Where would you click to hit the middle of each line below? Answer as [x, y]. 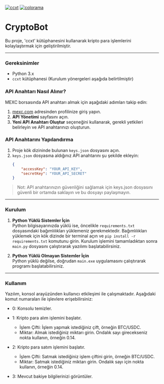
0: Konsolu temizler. [32, 308]
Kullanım [16, 283]
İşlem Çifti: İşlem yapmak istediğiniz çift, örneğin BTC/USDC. [80, 327]
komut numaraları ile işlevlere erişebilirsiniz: [49, 299]
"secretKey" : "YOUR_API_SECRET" [54, 173]
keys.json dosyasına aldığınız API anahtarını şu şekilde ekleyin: [75, 155]
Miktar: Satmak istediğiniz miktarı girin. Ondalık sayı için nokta [82, 362]
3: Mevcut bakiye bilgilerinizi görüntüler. [52, 376]
